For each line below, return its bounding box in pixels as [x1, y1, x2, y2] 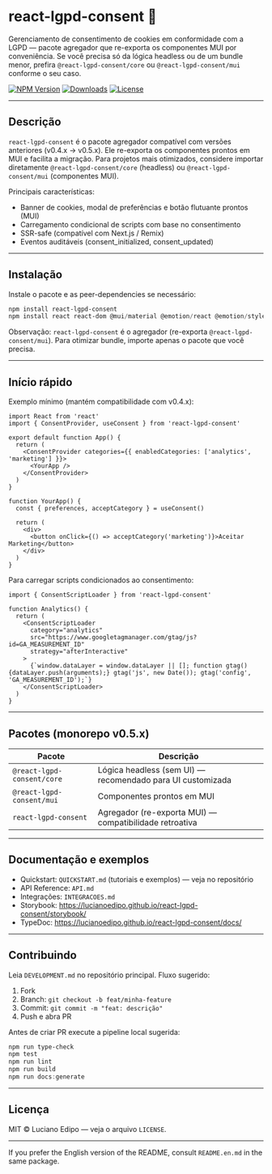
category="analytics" [29, 626, 104, 634]
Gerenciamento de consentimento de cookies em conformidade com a [8, 34, 244, 44]
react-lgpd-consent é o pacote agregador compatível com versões [8, 137, 232, 146]
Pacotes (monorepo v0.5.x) [8, 727, 150, 740]
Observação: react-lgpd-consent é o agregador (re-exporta [8, 327, 208, 337]
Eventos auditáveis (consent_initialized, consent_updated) [19, 236, 215, 246]
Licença [8, 1103, 50, 1117]
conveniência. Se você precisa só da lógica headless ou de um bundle [8, 51, 244, 61]
